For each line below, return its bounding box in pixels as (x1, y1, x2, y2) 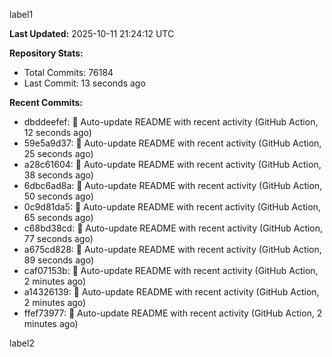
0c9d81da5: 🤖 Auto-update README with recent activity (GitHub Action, (23, 201, 321, 213)
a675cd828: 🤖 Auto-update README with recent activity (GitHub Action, (23, 244, 322, 255)
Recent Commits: (9, 97, 83, 108)
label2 (9, 337, 35, 349)
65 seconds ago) (23, 212, 94, 223)
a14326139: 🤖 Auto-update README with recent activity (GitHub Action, (23, 286, 320, 298)
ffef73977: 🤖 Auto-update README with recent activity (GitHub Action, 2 (23, 307, 323, 319)
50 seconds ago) (23, 190, 94, 202)
